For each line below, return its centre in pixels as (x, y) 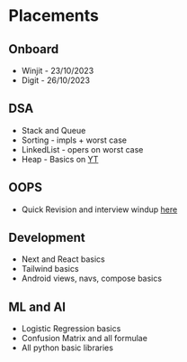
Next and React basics (63, 259)
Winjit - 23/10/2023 (58, 70)
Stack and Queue (53, 130)
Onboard (34, 49)
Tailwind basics (50, 269)
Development (47, 238)
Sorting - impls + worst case (74, 140)
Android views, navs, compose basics (92, 278)
